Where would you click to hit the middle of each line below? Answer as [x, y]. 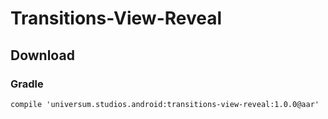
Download [42, 55]
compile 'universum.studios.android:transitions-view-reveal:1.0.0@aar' [165, 104]
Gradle [27, 84]
